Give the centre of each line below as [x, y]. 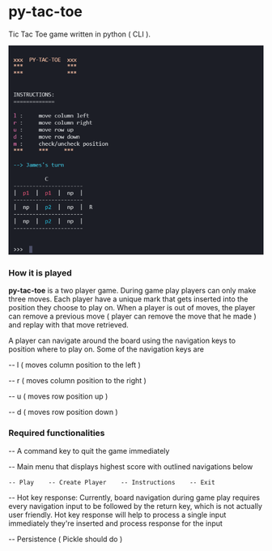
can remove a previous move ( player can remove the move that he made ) [132, 316]
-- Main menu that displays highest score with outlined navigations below [131, 466]
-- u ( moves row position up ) [58, 396]
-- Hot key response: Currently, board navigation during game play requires [134, 498]
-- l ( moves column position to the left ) [75, 365]
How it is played [40, 272]
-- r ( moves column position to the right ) [78, 381]
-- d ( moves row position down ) [64, 412]
